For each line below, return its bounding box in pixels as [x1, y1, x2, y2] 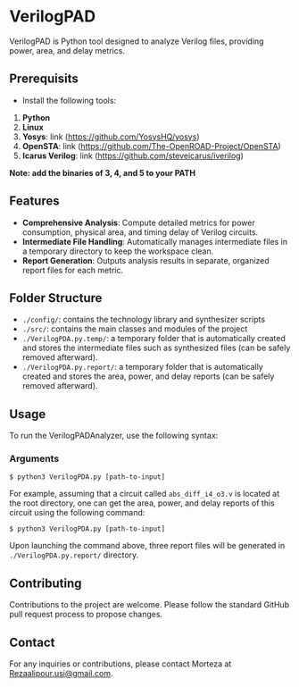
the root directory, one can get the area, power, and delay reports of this [9, 498, 275, 508]
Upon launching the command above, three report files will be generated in [9, 540, 286, 551]
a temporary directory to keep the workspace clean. [21, 246, 214, 256]
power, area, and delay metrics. [9, 45, 125, 55]
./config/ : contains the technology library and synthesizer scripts [21, 314, 266, 325]
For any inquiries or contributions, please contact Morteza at [9, 658, 232, 669]
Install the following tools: [21, 95, 117, 105]
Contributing [9, 575, 82, 591]
